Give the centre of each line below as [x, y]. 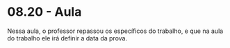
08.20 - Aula [44, 12]
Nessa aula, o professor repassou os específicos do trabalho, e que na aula [115, 31]
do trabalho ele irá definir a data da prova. [67, 38]
